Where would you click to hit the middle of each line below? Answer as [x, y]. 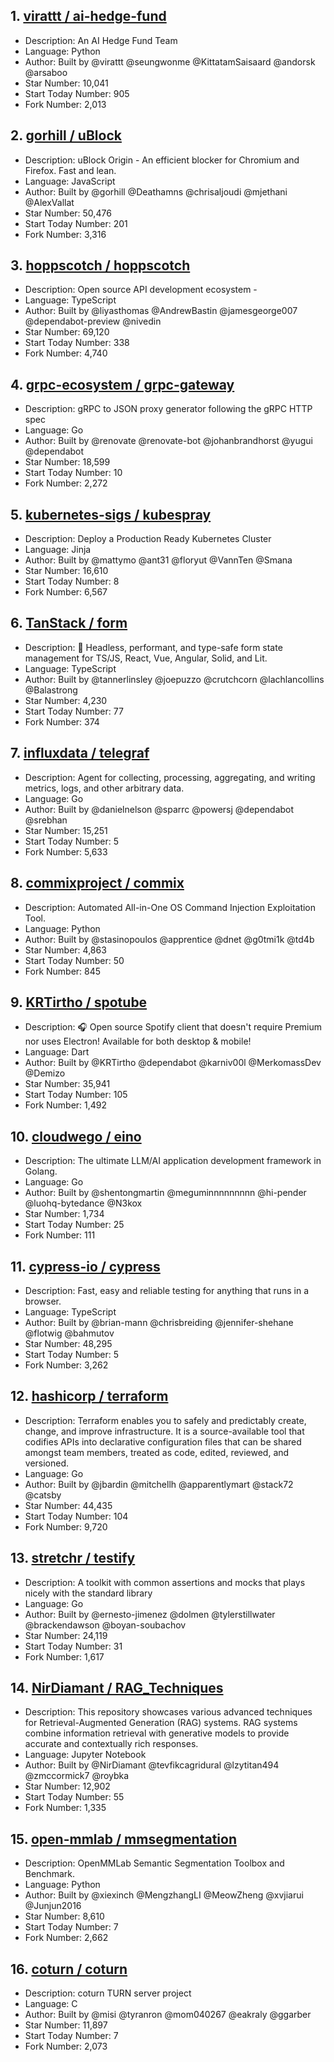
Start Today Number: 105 [76, 1095]
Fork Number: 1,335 [65, 1808]
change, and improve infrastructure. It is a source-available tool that [164, 1431]
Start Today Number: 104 [76, 1516]
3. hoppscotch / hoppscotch [100, 265]
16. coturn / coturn [69, 1969]
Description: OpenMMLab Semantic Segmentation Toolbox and [154, 1863]
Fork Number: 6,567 [66, 592]
